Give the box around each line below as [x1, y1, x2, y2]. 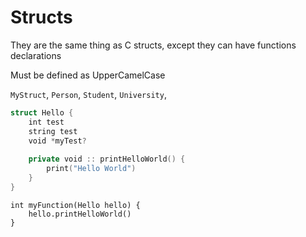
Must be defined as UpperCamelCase [10, 69, 166, 81]
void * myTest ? [28, 136, 87, 146]
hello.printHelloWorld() [28, 209, 132, 219]
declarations [10, 49, 62, 61]
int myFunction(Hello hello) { [10, 200, 141, 210]
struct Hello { [10, 107, 74, 118]
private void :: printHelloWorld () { [28, 154, 186, 165]
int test [28, 117, 65, 127]
